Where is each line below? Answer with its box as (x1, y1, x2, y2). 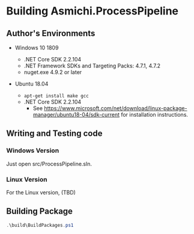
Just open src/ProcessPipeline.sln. (6, 160, 92, 167)
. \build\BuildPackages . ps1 (6, 222, 74, 228)
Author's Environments (6, 28, 95, 38)
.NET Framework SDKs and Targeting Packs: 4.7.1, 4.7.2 (23, 62, 161, 69)
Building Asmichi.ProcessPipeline (6, 4, 179, 18)
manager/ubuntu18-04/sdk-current (32, 111, 120, 118)
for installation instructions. (121, 111, 188, 118)
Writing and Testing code (6, 128, 103, 139)
